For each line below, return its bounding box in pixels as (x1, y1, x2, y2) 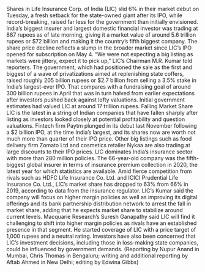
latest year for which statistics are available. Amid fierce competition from (6, 167, 192, 175)
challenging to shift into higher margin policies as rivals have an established (6, 219, 197, 227)
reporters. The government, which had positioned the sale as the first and (6, 64, 193, 71)
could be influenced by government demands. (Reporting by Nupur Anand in (6, 246, 199, 252)
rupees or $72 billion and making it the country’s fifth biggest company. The (6, 38, 198, 45)
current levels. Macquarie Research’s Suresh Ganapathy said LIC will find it (6, 213, 195, 220)
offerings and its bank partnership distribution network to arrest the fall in (6, 200, 192, 207)
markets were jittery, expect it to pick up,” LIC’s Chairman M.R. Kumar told (6, 57, 193, 64)
